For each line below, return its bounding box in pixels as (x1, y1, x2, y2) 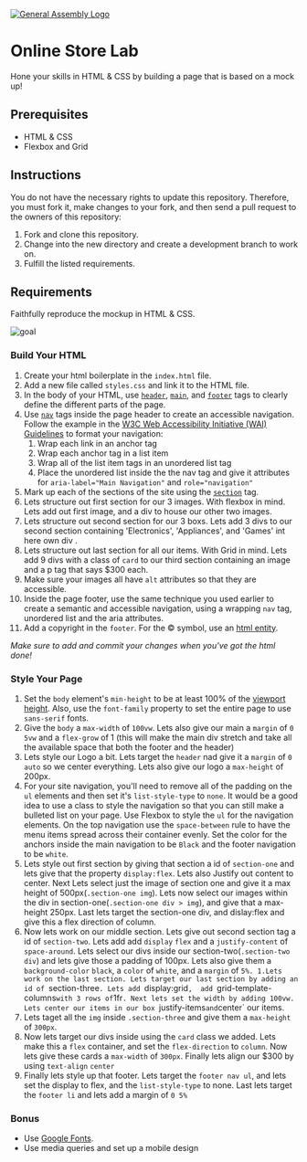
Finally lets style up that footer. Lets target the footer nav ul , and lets (23, 1070, 287, 1081)
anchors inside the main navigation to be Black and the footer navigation (23, 839, 296, 850)
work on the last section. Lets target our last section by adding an (23, 974, 299, 984)
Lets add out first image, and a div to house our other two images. (23, 505, 272, 516)
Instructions (10, 167, 81, 183)
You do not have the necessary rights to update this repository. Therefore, (10, 192, 290, 203)
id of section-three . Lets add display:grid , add (23, 982, 214, 993)
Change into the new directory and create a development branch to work (23, 238, 299, 249)
